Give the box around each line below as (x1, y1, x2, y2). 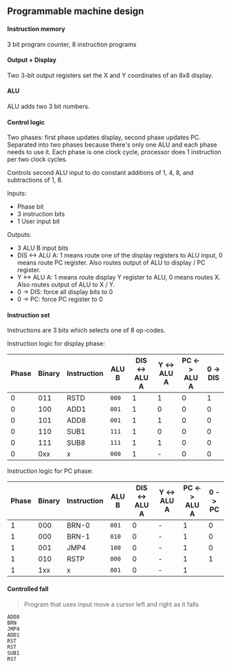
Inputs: (7, 189, 27, 198)
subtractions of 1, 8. (7, 176, 63, 185)
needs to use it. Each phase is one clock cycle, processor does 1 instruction (7, 148, 221, 156)
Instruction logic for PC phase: (7, 467, 93, 475)
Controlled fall (7, 585, 49, 593)
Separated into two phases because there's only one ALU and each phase (7, 140, 218, 149)
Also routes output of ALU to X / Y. (16, 280, 115, 289)
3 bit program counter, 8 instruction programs (7, 40, 137, 48)
